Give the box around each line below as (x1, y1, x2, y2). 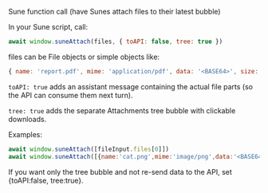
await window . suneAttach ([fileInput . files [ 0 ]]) (8, 145, 170, 153)
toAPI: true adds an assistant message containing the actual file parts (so (8, 81, 254, 91)
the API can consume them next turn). (8, 90, 133, 100)
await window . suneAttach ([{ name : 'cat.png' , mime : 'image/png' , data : (8, 152, 234, 160)
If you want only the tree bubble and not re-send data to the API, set (8, 167, 233, 176)
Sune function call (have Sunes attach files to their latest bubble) (8, 7, 221, 16)
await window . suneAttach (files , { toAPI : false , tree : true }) (8, 37, 223, 45)
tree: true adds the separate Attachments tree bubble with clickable (8, 105, 236, 115)
